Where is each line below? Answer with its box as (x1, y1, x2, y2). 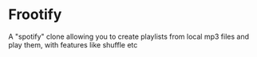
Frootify (8, 6, 62, 24)
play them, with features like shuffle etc (8, 40, 138, 49)
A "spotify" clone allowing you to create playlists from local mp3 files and (8, 32, 250, 41)
